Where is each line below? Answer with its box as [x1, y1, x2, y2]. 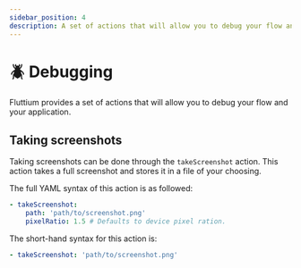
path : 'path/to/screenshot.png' [25, 209, 146, 218]
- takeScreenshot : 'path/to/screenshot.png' [9, 250, 178, 259]
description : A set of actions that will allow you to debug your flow [9, 21, 282, 30]
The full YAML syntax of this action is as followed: [9, 183, 193, 194]
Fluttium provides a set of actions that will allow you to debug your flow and [9, 97, 288, 108]
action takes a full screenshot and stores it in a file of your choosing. [9, 166, 262, 177]
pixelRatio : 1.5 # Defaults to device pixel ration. [25, 217, 227, 226]
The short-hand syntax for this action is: [9, 233, 158, 244]
